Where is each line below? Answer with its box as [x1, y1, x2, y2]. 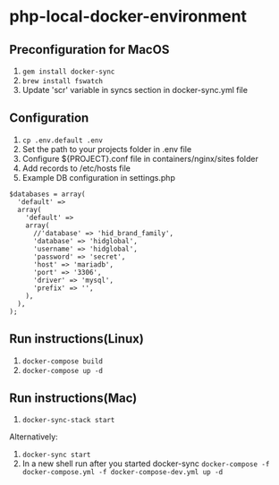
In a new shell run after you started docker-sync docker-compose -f [21, 458, 270, 469]
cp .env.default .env [21, 136, 103, 145]
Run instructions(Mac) [9, 391, 138, 406]
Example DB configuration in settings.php [21, 172, 176, 183]
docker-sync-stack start [21, 416, 115, 425]
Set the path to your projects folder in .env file [21, 143, 192, 154]
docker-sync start [21, 450, 91, 460]
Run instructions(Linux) [9, 331, 145, 346]
